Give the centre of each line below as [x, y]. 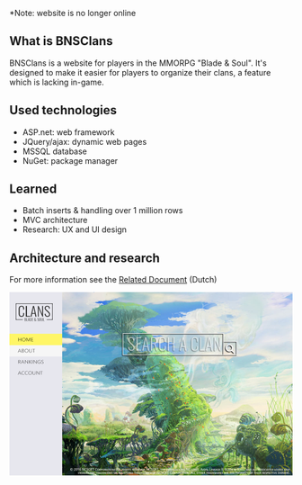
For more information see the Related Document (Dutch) [113, 280]
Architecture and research [84, 258]
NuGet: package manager [70, 160]
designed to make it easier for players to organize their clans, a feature [140, 72]
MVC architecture [55, 220]
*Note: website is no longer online [73, 13]
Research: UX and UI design [75, 229]
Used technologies [63, 110]
